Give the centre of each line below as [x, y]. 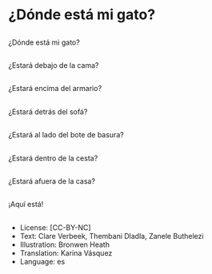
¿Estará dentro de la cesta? [53, 158]
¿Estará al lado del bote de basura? [66, 135]
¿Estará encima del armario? [55, 89]
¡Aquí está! [26, 205]
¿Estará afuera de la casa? [52, 181]
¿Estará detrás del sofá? [48, 111]
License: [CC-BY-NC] [55, 227]
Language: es [42, 261]
